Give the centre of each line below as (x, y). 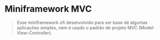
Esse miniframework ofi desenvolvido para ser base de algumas (82, 22)
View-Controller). (34, 33)
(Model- (147, 27)
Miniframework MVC (48, 9)
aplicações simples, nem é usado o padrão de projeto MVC (77, 27)
